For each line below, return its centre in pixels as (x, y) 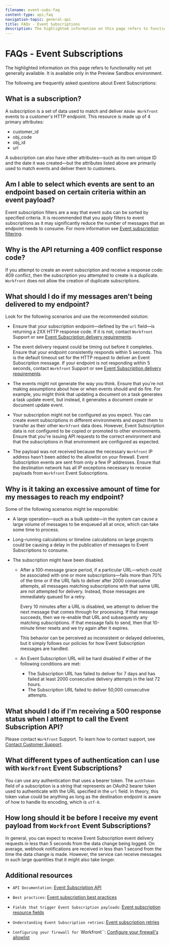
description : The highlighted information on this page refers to (77, 29)
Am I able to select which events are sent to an (80, 184)
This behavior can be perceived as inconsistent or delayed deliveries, (93, 638)
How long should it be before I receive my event (82, 818)
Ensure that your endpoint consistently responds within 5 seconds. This (87, 352)
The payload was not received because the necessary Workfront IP (82, 451)
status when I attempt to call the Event (67, 719)
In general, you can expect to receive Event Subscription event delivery (80, 838)
